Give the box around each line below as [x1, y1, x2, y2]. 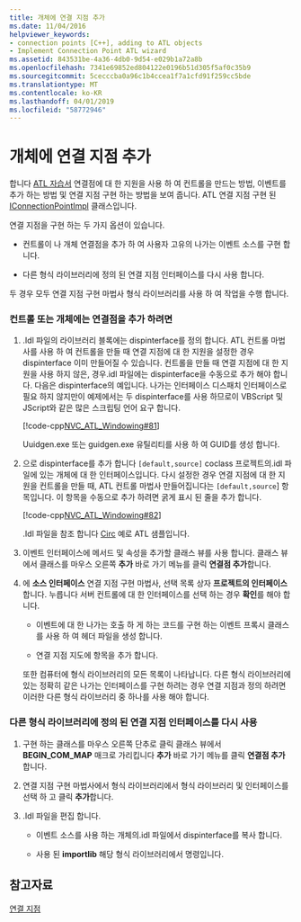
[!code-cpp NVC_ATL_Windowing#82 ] [22, 510, 162, 521]
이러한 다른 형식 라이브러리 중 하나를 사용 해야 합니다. [22, 692, 209, 703]
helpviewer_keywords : [9, 30, 91, 39]
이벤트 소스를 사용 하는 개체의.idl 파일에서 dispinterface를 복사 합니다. [35, 829, 283, 840]
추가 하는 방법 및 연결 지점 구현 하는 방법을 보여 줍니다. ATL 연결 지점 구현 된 [9, 190, 277, 201]
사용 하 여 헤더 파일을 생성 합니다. [45, 631, 164, 641]
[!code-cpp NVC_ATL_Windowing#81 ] [22, 420, 160, 432]
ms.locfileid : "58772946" [9, 105, 106, 114]
